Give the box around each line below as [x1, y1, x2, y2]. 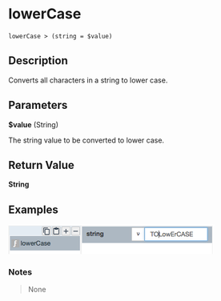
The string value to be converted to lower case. [8, 135, 165, 145]
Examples [8, 203, 58, 216]
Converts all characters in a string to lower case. [8, 75, 168, 85]
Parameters [8, 98, 68, 112]
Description [8, 54, 68, 68]
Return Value [8, 158, 74, 172]
